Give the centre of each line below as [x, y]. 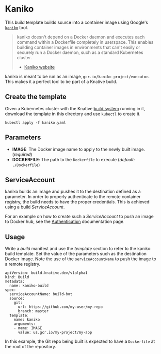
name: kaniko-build [29, 286]
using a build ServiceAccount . [35, 207]
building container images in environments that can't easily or [79, 47]
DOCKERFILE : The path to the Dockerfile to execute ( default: [73, 159]
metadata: [15, 282]
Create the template [36, 97]
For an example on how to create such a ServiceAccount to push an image [79, 217]
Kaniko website [39, 67]
